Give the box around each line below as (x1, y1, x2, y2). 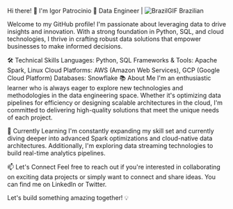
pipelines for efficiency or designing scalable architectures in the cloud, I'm (7, 99, 223, 107)
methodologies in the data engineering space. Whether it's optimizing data (7, 91, 221, 99)
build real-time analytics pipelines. (7, 149, 106, 157)
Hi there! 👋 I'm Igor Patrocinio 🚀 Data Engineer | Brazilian (7, 7, 204, 15)
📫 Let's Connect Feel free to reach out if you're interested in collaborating (7, 163, 220, 171)
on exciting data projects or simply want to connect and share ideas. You (7, 173, 216, 181)
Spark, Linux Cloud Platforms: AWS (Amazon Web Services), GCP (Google (7, 66, 220, 74)
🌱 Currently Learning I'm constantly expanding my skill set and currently (7, 127, 214, 135)
